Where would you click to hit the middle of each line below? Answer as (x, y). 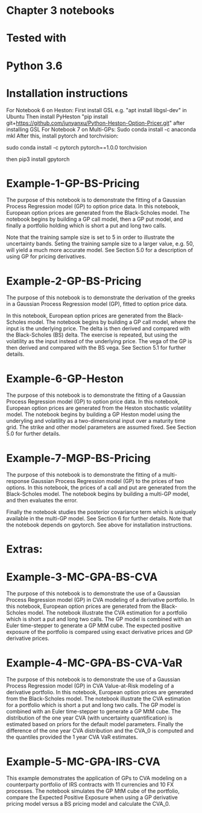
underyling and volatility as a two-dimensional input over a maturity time (96, 421)
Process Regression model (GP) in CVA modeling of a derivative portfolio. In (100, 600)
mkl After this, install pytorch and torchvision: (62, 136)
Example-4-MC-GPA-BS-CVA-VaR (94, 663)
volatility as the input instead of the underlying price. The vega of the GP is (99, 341)
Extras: (25, 549)
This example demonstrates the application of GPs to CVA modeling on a (96, 778)
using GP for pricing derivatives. (46, 256)
